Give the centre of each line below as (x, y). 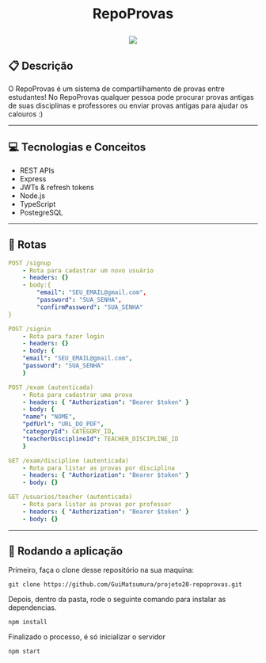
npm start (25, 652)
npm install (28, 623)
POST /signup (30, 263)
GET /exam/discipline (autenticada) (68, 460)
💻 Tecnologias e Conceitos (77, 147)
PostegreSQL (41, 212)
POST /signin (30, 329)
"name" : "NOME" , (49, 417)
